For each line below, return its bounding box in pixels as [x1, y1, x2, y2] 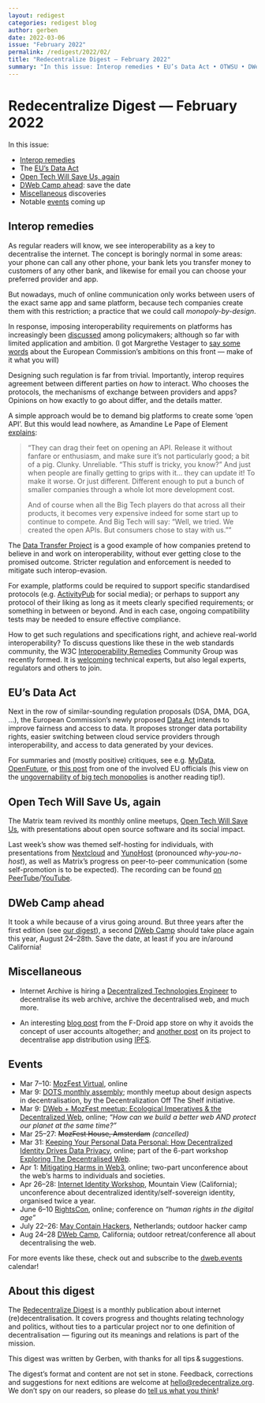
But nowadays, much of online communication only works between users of [8, 289, 255, 299]
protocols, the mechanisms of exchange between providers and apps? [8, 387, 237, 397]
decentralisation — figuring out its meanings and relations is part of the [8, 1330, 239, 1340]
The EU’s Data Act [19, 163, 79, 173]
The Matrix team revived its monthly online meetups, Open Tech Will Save [8, 816, 248, 826]
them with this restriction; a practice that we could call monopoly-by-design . [8, 306, 256, 315]
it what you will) [8, 355, 59, 364]
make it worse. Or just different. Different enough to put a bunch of [27, 476, 244, 486]
